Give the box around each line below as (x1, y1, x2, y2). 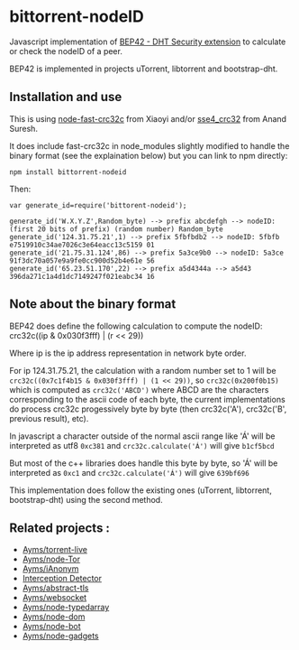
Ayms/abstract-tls (22, 582, 89, 593)
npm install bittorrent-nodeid (9, 167, 127, 177)
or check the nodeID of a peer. (9, 45, 123, 56)
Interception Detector (22, 573, 102, 584)
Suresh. (9, 123, 39, 134)
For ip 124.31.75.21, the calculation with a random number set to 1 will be (9, 365, 276, 376)
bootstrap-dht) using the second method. (9, 494, 164, 505)
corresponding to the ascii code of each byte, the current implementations (9, 394, 285, 404)
